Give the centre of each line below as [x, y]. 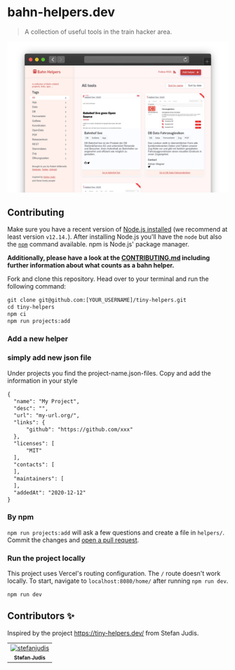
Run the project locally [46, 558]
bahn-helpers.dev [61, 12]
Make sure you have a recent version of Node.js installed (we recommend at [117, 230]
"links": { [29, 422]
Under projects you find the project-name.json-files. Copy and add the [109, 373]
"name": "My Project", [47, 401]
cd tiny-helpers [31, 307]
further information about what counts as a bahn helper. [91, 265]
